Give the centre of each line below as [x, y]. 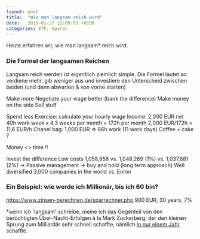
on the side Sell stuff [31, 105]
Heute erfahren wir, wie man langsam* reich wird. [67, 46]
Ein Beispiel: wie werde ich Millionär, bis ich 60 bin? [82, 187]
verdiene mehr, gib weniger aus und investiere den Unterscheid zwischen [97, 80]
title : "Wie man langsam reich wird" [54, 17]
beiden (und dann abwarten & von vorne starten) [66, 87]
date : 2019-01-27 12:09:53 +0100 [50, 23]
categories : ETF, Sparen [37, 28]
